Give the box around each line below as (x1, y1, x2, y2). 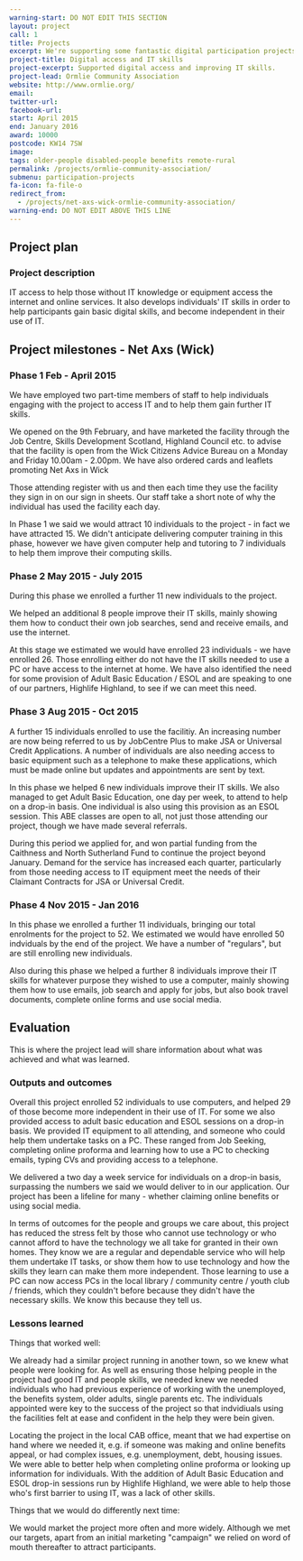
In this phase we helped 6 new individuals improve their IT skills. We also (9, 781, 280, 792)
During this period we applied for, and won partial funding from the (9, 837, 258, 848)
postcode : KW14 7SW (9, 139, 83, 148)
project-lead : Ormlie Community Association (9, 72, 179, 81)
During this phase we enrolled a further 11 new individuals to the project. (9, 590, 278, 601)
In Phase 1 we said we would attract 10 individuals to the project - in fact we (9, 519, 290, 530)
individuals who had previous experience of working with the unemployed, (9, 1384, 286, 1395)
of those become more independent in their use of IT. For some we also (9, 1106, 276, 1117)
